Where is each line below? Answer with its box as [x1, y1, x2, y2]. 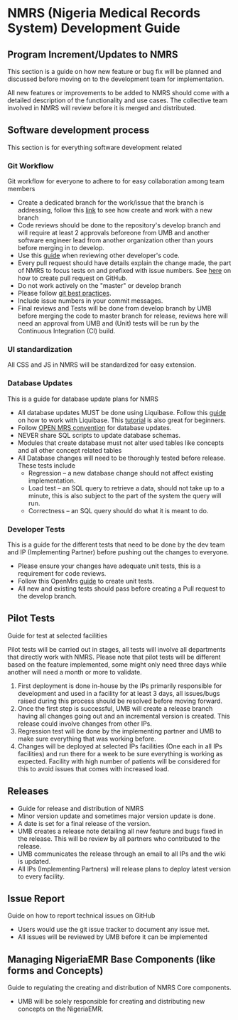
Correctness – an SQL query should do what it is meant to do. [28, 506, 209, 515]
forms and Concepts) [7, 965, 104, 977]
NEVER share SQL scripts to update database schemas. [17, 431, 181, 439]
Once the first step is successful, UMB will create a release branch [17, 704, 213, 712]
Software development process [7, 124, 150, 136]
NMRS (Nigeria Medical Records [7, 5, 201, 21]
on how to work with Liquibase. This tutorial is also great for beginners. [17, 416, 226, 424]
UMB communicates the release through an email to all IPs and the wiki [17, 849, 226, 858]
